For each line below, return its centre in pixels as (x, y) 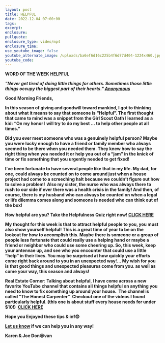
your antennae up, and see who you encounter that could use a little (76, 250)
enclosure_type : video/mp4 (33, 42)
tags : (11, 23)
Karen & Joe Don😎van (29, 336)
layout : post (18, 10)
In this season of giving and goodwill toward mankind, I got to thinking (78, 108)
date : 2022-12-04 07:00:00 (33, 19)
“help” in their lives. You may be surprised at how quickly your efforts (78, 256)
